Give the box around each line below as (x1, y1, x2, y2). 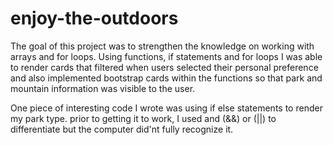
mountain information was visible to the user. (10, 82, 196, 94)
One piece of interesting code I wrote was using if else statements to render (10, 102, 323, 114)
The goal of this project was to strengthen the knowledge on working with (10, 40, 315, 52)
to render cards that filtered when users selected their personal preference (10, 61, 319, 73)
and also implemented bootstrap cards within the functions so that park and (10, 72, 323, 84)
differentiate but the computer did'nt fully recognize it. (10, 123, 234, 135)
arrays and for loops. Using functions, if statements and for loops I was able (10, 50, 323, 62)
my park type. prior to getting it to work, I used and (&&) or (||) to (10, 112, 277, 124)
